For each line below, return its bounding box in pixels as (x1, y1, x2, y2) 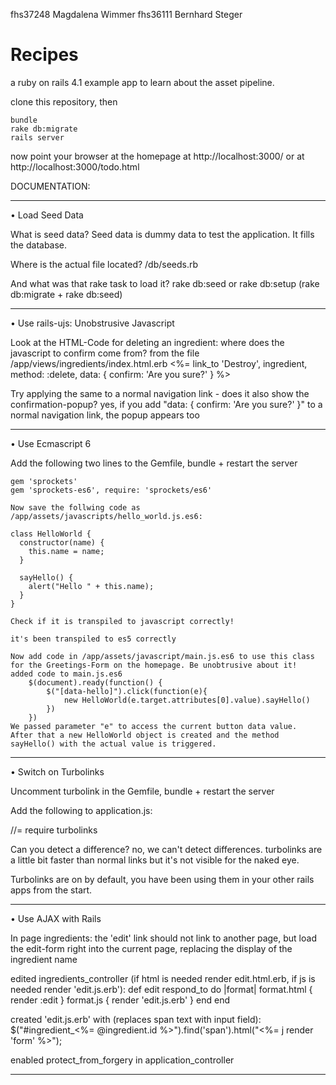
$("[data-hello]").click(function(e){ (46, 686, 208, 696)
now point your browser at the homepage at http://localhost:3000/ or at (10, 150, 305, 162)
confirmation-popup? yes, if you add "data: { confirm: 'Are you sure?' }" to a (10, 398, 323, 410)
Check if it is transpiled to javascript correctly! (10, 616, 235, 626)
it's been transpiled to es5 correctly (10, 634, 177, 644)
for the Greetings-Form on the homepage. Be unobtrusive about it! (10, 660, 298, 670)
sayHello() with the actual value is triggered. (10, 739, 217, 749)
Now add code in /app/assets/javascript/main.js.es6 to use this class (10, 651, 315, 661)
